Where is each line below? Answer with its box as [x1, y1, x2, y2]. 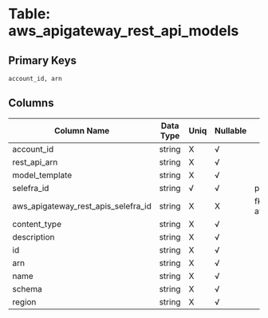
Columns [8, 97, 54, 110]
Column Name [54, 125, 110, 136]
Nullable [214, 125, 247, 136]
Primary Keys [8, 54, 77, 67]
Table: [8, 5, 51, 23]
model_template [12, 169, 73, 181]
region [12, 296, 37, 308]
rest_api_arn [12, 157, 58, 168]
